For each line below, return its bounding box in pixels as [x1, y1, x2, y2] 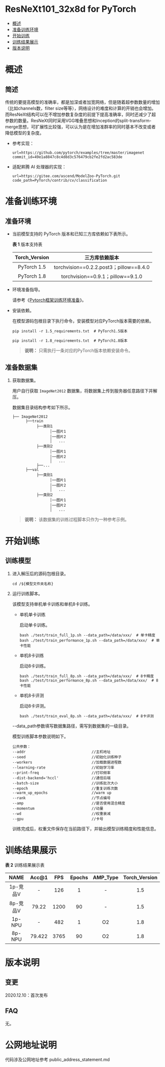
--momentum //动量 [12, 806, 104, 811]
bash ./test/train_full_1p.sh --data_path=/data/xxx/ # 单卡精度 [19, 633, 156, 638]
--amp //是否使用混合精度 [12, 801, 125, 806]
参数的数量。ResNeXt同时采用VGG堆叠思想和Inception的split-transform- [5, 117, 152, 124]
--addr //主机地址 [12, 749, 111, 754]
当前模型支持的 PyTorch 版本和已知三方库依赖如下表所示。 [12, 230, 131, 237]
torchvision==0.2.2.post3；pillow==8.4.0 [54, 263, 150, 270]
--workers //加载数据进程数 [12, 760, 122, 765]
